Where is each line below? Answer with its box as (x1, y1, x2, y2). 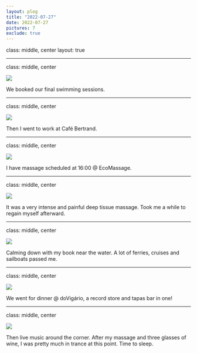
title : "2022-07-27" (6, 14, 57, 20)
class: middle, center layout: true (6, 46, 85, 53)
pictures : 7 (6, 25, 35, 31)
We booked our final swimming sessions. (6, 86, 106, 93)
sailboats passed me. (6, 255, 57, 263)
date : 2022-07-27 (6, 19, 49, 25)
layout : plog (6, 8, 38, 15)
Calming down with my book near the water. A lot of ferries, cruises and (6, 249, 180, 256)
